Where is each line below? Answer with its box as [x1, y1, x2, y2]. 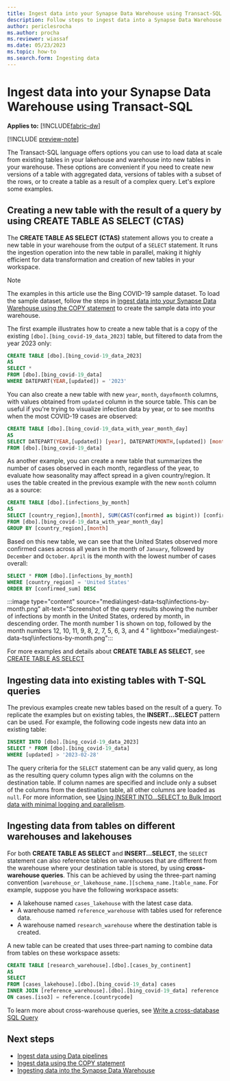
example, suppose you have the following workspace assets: [7, 885, 179, 894]
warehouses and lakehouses [7, 831, 132, 843]
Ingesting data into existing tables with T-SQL [7, 674, 207, 686]
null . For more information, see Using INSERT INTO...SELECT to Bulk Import [7, 793, 222, 801]
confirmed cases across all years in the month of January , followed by [7, 544, 204, 553]
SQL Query [7, 1013, 39, 1021]
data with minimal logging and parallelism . [7, 800, 126, 809]
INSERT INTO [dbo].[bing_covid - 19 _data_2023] [7, 739, 139, 745]
